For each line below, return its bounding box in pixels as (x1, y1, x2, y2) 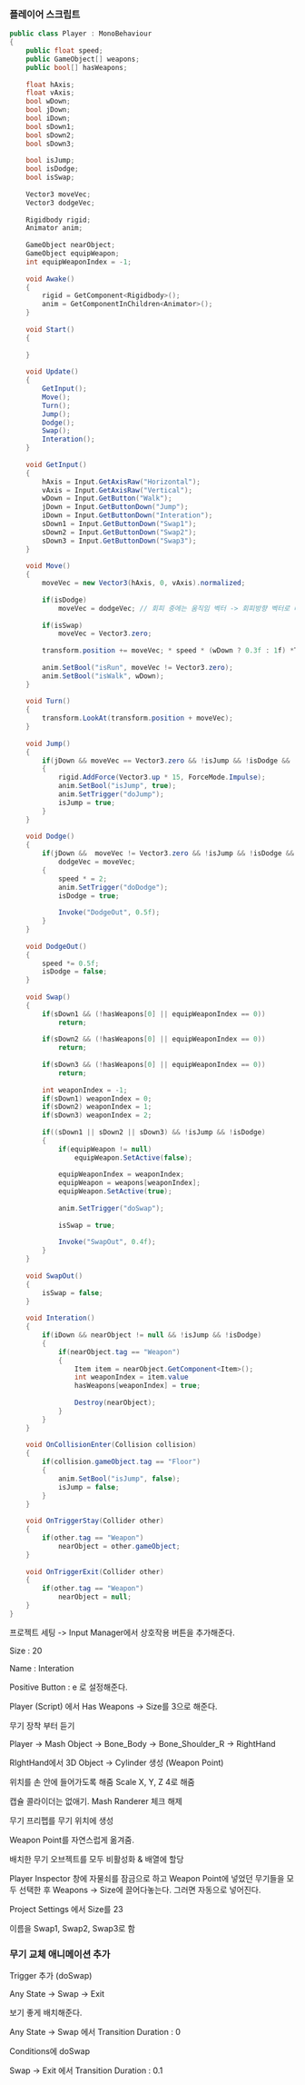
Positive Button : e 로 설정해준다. (9, 1681, 129, 1692)
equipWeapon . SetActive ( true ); (57, 1187, 172, 1196)
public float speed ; (25, 46, 103, 55)
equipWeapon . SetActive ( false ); (74, 1152, 193, 1162)
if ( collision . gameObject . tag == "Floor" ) (42, 1457, 202, 1467)
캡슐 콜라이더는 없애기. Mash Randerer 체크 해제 (9, 1795, 183, 1806)
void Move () (25, 562, 71, 571)
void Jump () (25, 739, 71, 748)
